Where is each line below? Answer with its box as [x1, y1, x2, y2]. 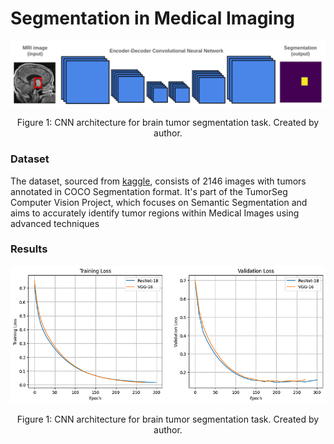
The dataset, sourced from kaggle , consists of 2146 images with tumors [10, 175, 307, 187]
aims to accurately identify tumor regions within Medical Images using [10, 207, 300, 219]
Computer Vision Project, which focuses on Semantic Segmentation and [10, 196, 308, 208]
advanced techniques [10, 217, 100, 229]
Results [10, 242, 48, 256]
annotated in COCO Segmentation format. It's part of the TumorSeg [10, 185, 288, 197]
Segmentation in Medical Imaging [10, 7, 296, 30]
